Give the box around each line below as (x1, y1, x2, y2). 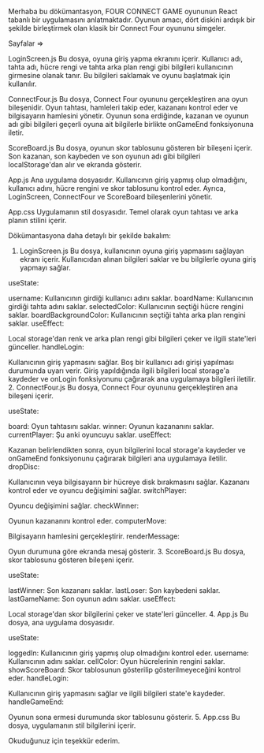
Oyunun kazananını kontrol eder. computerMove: (8, 516, 167, 525)
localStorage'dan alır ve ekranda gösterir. (8, 160, 142, 169)
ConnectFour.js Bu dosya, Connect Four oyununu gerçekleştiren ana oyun (8, 95, 248, 103)
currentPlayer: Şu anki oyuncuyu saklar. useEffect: (8, 430, 172, 439)
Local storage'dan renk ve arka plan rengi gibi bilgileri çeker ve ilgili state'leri (8, 334, 257, 343)
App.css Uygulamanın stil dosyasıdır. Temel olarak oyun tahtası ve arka (8, 207, 239, 216)
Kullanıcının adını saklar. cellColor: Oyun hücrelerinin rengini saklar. (8, 657, 226, 665)
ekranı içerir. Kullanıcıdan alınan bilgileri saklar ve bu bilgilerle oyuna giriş (19, 255, 257, 263)
